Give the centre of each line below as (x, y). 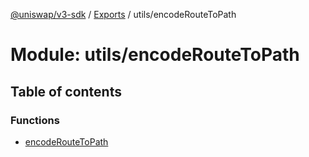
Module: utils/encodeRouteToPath (155, 55)
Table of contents (66, 91)
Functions (35, 120)
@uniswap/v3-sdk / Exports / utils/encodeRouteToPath (123, 14)
